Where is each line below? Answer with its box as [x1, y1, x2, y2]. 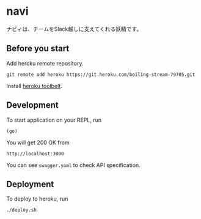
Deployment [6, 179, 54, 189]
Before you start [6, 43, 70, 54]
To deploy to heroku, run [6, 195, 68, 202]
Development [6, 100, 59, 111]
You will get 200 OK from [6, 139, 70, 146]
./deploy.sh [6, 207, 37, 213]
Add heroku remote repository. [6, 59, 84, 67]
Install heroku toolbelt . [6, 82, 63, 89]
